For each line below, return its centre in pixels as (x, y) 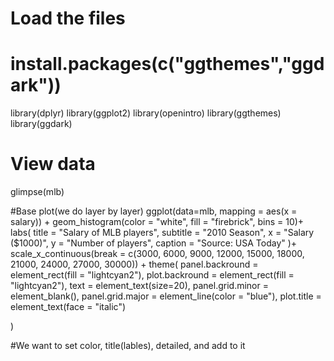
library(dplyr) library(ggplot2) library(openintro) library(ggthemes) (146, 113)
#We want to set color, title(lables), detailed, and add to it (128, 346)
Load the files (68, 18)
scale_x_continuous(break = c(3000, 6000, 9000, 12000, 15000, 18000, (157, 254)
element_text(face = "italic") (68, 307)
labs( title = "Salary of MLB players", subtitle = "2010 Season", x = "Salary (162, 233)
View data (53, 164)
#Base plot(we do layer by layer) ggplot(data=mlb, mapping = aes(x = (154, 211)
